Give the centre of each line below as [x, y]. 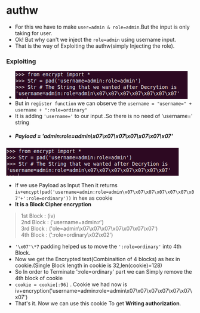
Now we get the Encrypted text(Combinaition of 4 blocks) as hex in [97, 259]
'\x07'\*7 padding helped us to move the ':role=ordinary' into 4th [98, 247]
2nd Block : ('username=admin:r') [62, 222]
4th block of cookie [39, 278]
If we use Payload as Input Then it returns [66, 185]
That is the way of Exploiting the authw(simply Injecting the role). [95, 46]
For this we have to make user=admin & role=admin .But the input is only [102, 27]
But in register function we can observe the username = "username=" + [103, 103]
